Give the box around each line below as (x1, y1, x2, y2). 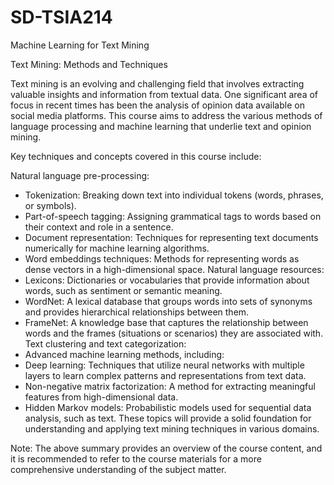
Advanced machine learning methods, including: (24, 348, 225, 360)
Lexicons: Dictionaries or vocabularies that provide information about (24, 274, 310, 286)
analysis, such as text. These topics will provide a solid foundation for (24, 412, 312, 424)
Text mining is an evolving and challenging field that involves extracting (10, 77, 305, 90)
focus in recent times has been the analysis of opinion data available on (10, 99, 305, 111)
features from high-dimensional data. (24, 391, 179, 403)
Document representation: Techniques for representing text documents (24, 231, 319, 243)
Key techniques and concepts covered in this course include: (10, 150, 262, 162)
